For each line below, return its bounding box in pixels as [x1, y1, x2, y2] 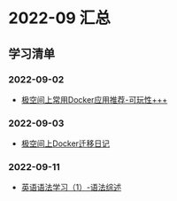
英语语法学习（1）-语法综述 [20, 182, 121, 193]
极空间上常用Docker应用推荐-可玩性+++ [20, 94, 168, 104]
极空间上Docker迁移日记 [20, 138, 111, 149]
